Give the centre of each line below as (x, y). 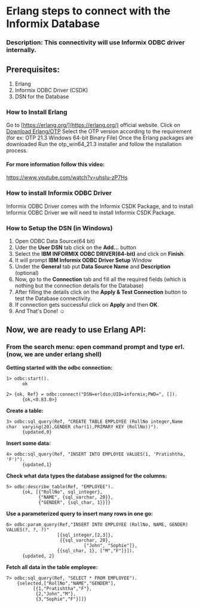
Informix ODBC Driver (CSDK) (51, 90)
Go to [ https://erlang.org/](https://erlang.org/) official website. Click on (93, 125)
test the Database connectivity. (53, 298)
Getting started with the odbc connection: (59, 367)
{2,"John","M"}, (56, 594)
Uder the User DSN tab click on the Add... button (75, 247)
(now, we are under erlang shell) (54, 355)
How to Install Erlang (37, 112)
